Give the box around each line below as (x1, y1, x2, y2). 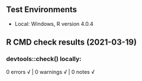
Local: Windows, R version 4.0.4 (14, 20, 93, 27)
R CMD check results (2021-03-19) (6, 38, 137, 48)
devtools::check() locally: (6, 55, 82, 63)
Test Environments (6, 5, 78, 15)
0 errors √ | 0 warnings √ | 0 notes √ (6, 68, 95, 75)
